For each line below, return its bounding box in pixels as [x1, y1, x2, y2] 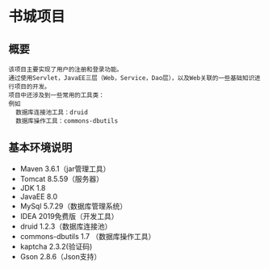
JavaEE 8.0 [19, 191, 58, 201]
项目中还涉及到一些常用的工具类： [8, 91, 105, 99]
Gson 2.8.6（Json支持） [19, 251, 102, 261]
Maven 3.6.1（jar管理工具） [19, 163, 111, 174]
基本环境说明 [8, 141, 73, 154]
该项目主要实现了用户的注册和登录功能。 [8, 65, 123, 74]
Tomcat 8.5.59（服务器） [19, 174, 103, 183]
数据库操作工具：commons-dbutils [15, 117, 119, 125]
